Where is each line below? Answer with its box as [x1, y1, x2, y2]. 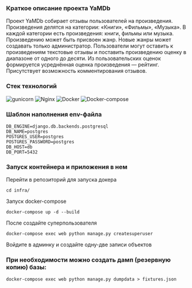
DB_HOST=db [6, 144, 33, 150]
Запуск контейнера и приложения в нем [6, 163, 128, 171]
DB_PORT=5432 [6, 149, 38, 155]
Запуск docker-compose [6, 198, 67, 205]
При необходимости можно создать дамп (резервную [6, 256, 171, 264]
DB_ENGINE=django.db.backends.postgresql [6, 123, 109, 129]
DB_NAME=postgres [6, 128, 49, 135]
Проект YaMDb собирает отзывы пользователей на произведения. [6, 18, 173, 25]
